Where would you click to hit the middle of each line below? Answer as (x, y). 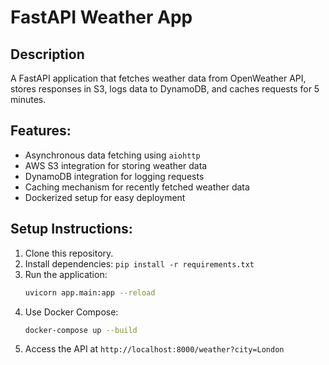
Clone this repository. (69, 253)
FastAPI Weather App (101, 17)
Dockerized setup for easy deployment (105, 197)
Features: (41, 131)
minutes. (28, 99)
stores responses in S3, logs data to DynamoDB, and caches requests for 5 (165, 89)
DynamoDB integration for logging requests (114, 176)
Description (47, 54)
